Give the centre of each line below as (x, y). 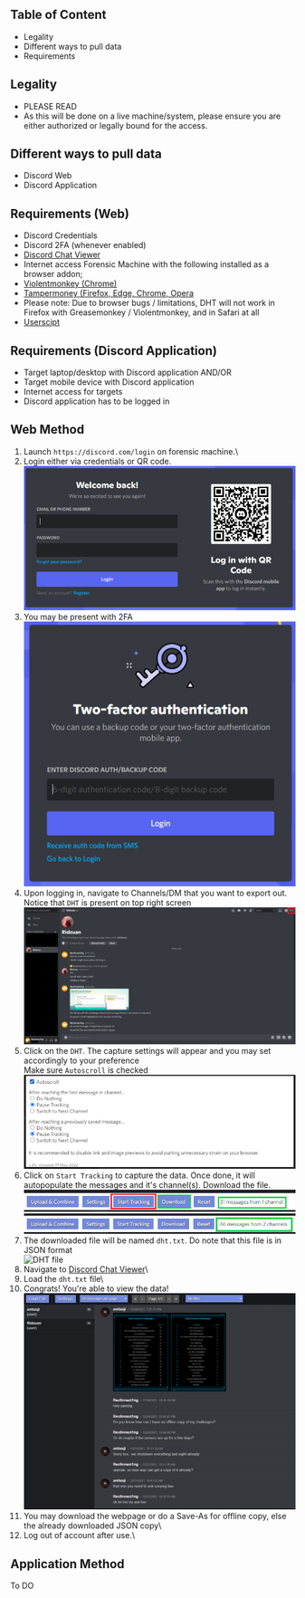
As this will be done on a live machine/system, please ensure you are (152, 116)
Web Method (48, 430)
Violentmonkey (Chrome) (70, 283)
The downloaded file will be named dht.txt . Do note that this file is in (152, 1240)
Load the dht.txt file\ (63, 1278)
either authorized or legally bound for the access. (115, 125)
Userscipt (41, 322)
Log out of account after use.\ (79, 1536)
